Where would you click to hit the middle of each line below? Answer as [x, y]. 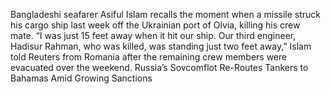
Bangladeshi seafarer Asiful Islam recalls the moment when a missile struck [166, 14]
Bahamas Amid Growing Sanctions [81, 78]
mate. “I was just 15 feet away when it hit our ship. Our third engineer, [153, 35]
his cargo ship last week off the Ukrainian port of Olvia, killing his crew [155, 25]
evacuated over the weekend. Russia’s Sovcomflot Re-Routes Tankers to [159, 67]
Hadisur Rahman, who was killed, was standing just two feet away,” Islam [161, 46]
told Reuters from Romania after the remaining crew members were [149, 57]
